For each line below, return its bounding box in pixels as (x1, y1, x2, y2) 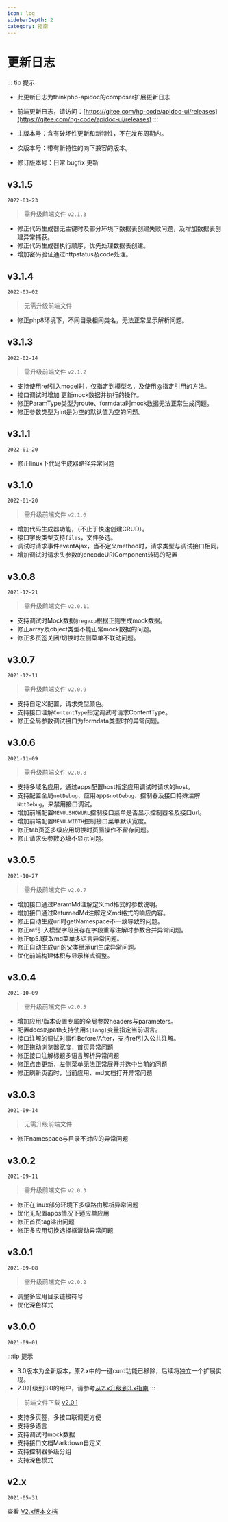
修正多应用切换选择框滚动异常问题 (16, 1227, 114, 1235)
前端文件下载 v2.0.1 (23, 1398, 78, 1406)
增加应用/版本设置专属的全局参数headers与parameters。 (16, 1017, 177, 1026)
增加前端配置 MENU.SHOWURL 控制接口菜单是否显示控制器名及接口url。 (16, 808, 205, 817)
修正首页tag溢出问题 (16, 1218, 75, 1226)
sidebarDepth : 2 (7, 16, 53, 23)
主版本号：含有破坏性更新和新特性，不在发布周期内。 (16, 130, 168, 138)
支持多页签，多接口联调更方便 (16, 1413, 101, 1421)
